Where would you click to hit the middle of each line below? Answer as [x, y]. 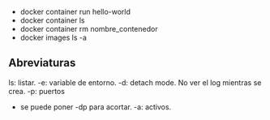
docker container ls [52, 20]
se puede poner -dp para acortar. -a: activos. [96, 107]
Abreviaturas [42, 63]
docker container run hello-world [75, 12]
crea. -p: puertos [36, 91]
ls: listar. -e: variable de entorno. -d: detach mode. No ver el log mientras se [135, 82]
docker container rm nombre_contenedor [89, 29]
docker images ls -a [54, 37]
